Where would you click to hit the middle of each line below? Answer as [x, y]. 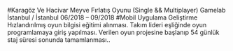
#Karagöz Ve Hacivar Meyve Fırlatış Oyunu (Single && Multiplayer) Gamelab [116, 10]
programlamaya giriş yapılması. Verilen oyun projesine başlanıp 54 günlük [113, 32]
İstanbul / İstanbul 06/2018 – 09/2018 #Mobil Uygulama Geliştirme [103, 17]
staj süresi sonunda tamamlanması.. [59, 40]
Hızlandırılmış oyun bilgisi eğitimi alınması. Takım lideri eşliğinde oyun [107, 25]
